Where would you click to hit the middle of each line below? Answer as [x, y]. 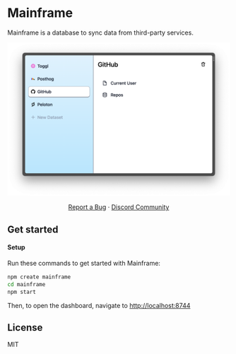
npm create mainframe [39, 277]
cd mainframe [26, 284]
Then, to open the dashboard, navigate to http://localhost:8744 [99, 305]
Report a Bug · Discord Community [119, 207]
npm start [22, 292]
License [25, 328]
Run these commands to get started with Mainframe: [84, 264]
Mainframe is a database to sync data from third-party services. [101, 33]
